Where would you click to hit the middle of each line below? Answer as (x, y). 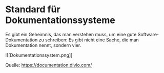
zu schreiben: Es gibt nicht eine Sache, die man (89, 40)
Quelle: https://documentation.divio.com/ (49, 65)
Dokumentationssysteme (60, 20)
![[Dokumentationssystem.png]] (39, 55)
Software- (148, 34)
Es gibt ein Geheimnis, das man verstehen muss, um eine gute (71, 34)
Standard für (33, 9)
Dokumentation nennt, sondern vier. (43, 45)
